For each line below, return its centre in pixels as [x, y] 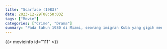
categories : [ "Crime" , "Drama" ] [39, 23]
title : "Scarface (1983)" [32, 10]
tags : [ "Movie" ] [22, 19]
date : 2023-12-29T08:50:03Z [34, 14]
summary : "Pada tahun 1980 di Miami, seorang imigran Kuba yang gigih [80, 28]
